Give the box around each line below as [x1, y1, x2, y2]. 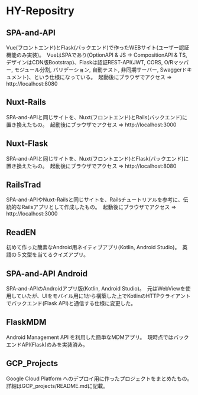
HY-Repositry [6, 4, 75, 18]
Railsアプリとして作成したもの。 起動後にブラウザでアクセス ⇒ [21, 204, 177, 211]
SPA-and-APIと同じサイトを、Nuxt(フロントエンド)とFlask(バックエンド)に [6, 155, 189, 162]
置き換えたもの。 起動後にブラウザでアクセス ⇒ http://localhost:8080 [6, 162, 177, 169]
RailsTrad [6, 180, 41, 190]
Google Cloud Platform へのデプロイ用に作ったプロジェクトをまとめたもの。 [6, 375, 190, 382]
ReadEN [6, 227, 37, 237]
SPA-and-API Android [6, 269, 88, 279]
